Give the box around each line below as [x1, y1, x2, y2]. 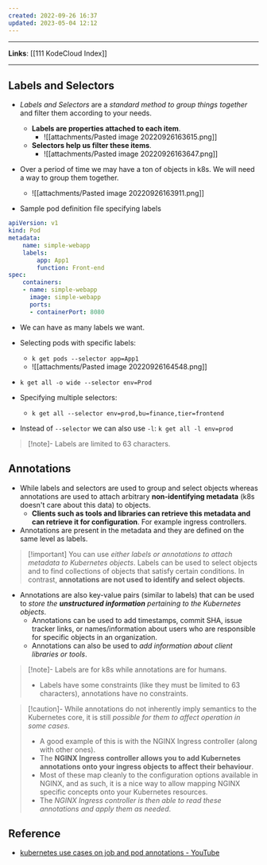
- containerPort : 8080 [29, 308, 105, 316]
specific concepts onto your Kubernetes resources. [39, 787, 208, 797]
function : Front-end [37, 263, 105, 271]
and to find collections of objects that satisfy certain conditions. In [27, 566, 245, 575]
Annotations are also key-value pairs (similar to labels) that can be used [19, 590, 254, 599]
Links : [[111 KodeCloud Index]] [8, 49, 107, 58]
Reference [8, 827, 61, 840]
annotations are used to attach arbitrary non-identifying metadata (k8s [19, 491, 256, 501]
